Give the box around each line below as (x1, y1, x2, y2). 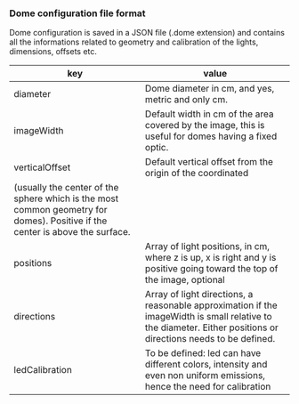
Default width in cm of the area (145, 108, 274, 120)
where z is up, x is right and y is (145, 252, 277, 264)
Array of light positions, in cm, (145, 240, 270, 253)
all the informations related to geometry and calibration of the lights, (9, 36, 259, 47)
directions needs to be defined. (145, 333, 276, 345)
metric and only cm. (145, 93, 229, 106)
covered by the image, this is (145, 119, 265, 132)
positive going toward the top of (145, 263, 279, 275)
